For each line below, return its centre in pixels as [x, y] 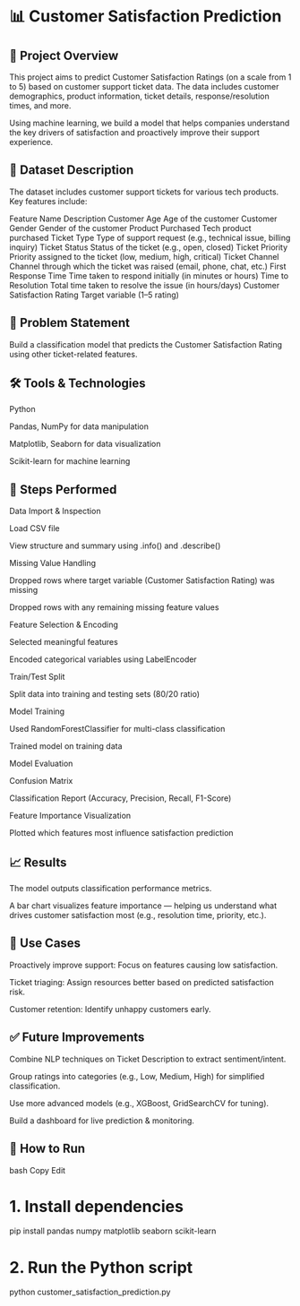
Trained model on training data [66, 746]
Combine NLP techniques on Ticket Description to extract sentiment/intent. [148, 1059]
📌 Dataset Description [72, 170]
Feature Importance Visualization [70, 816]
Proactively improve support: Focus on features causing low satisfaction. [144, 965]
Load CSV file [34, 528]
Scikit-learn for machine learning [70, 461]
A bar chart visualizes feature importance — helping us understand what [143, 906]
